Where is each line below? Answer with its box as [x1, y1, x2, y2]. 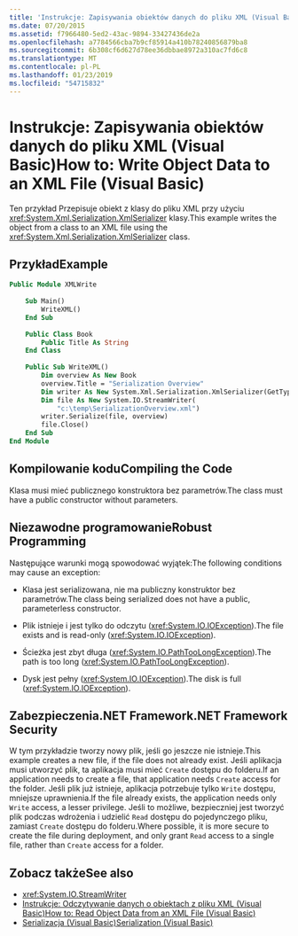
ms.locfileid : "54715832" [9, 79, 105, 88]
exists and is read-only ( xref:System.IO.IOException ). [21, 629, 216, 640]
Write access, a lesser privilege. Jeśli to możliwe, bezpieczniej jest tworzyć [9, 802, 285, 813]
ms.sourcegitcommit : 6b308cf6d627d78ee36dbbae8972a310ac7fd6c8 [9, 46, 248, 55]
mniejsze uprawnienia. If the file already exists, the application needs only [9, 792, 278, 803]
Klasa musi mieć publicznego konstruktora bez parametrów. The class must [9, 485, 284, 495]
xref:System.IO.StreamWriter [21, 889, 127, 900]
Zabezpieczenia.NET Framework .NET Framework [9, 708, 288, 723]
